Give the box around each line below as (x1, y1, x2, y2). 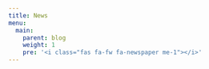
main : (15, 26, 34, 34)
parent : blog (22, 33, 66, 42)
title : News (8, 11, 48, 20)
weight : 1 (22, 41, 56, 49)
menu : (8, 19, 26, 27)
